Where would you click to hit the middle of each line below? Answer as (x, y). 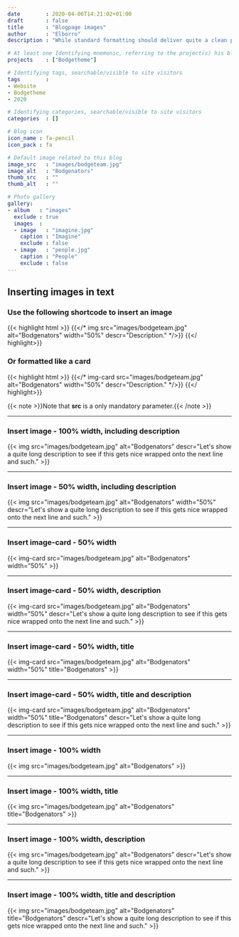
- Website (22, 86)
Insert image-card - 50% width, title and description (100, 695)
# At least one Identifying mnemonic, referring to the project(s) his (116, 53)
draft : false (38, 21)
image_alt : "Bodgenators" (51, 171)
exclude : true (36, 217)
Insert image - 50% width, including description (92, 486)
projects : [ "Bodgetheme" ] (52, 60)
